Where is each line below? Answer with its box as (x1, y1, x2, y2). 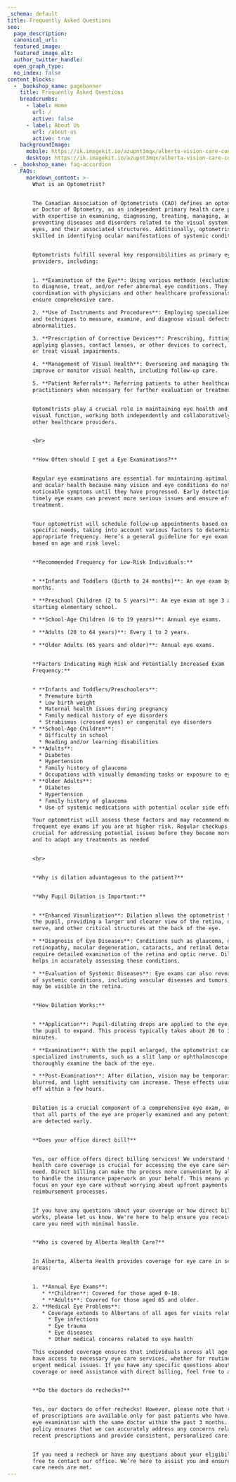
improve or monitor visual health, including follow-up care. (32, 367, 218, 374)
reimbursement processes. (32, 1188, 109, 1195)
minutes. (32, 1034, 58, 1041)
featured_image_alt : (13, 50, 74, 57)
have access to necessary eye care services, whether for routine (32, 1354, 231, 1362)
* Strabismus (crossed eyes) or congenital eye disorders (38, 719, 212, 726)
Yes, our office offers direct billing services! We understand (32, 1155, 225, 1163)
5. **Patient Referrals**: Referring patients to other (32, 380, 199, 387)
